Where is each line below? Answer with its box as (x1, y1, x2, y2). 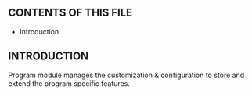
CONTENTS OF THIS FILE (8, 6, 133, 20)
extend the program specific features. (8, 78, 131, 88)
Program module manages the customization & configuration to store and (8, 70, 245, 80)
